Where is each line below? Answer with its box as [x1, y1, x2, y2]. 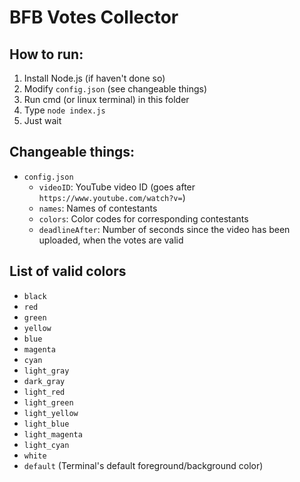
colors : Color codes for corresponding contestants [38, 212, 249, 225]
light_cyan [23, 440, 70, 450]
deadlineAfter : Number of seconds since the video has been [38, 223, 291, 235]
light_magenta [23, 429, 83, 440]
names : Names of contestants [38, 202, 158, 214]
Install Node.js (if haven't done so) [23, 72, 166, 84]
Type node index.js [23, 104, 106, 116]
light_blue [23, 419, 70, 429]
